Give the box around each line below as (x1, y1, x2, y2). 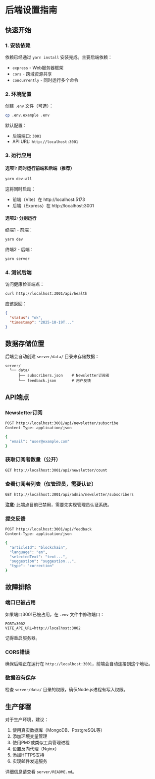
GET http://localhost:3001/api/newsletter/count (5, 467, 107, 473)
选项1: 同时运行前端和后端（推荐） (5, 165, 75, 171)
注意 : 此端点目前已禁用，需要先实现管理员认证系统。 (5, 502, 112, 508)
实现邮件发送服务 (12, 758, 48, 764)
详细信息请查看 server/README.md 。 (5, 769, 77, 775)
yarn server (5, 257, 30, 261)
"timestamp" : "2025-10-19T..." (9, 320, 74, 325)
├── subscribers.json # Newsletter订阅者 (18, 373, 110, 378)
